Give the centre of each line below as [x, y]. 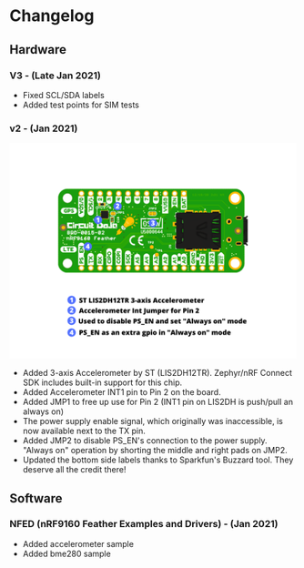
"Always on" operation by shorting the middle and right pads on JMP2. [155, 451]
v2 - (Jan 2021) [44, 128]
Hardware [38, 50]
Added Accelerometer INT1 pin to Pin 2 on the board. [122, 392]
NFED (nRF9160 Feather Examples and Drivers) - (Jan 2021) [144, 524]
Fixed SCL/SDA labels [63, 95]
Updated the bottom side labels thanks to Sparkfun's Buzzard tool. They [158, 460]
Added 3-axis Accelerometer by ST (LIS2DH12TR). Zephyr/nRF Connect [157, 373]
